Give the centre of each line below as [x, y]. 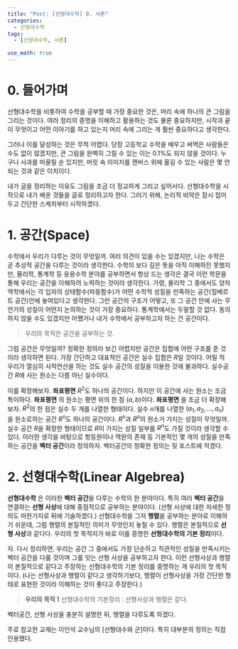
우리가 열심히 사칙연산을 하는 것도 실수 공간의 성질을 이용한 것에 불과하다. [109, 366]
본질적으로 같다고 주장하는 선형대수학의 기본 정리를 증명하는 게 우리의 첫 [114, 567]
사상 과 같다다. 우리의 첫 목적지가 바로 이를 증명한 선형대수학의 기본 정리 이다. [119, 534]
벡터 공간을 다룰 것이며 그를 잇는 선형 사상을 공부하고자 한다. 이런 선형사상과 [113, 557]
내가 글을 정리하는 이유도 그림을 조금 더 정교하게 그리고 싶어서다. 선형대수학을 [114, 186]
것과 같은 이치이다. [46, 170]
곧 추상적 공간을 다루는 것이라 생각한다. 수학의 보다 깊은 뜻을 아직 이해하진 [109, 265]
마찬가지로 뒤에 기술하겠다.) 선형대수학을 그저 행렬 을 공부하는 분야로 [114, 516]
